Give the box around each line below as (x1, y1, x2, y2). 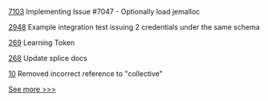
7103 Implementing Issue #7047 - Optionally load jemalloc (8, 7, 201, 16)
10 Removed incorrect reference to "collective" (8, 69, 163, 79)
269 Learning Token (8, 38, 75, 47)
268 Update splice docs (8, 54, 87, 63)
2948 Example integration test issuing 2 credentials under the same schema (8, 22, 261, 31)
